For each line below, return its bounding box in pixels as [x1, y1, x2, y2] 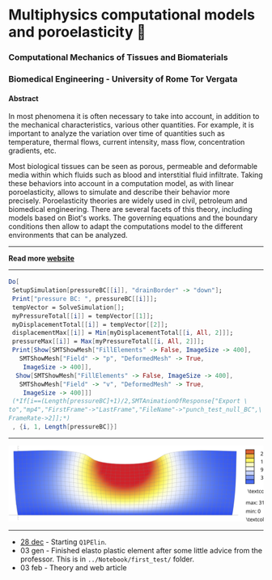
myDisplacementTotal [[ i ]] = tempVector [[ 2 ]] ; [11, 320, 168, 328]
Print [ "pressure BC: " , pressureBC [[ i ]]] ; [11, 294, 158, 303]
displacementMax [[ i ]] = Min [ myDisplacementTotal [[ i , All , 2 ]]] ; [11, 329, 234, 337]
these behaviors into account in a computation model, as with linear [8, 179, 235, 188]
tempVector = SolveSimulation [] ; [11, 303, 125, 311]
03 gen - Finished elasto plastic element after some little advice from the [19, 545, 263, 555]
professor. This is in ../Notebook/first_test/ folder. [19, 554, 194, 564]
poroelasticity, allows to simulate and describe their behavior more [8, 188, 231, 197]
